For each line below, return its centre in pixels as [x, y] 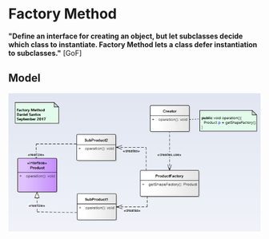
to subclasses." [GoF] [45, 53]
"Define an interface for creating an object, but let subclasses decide [126, 36]
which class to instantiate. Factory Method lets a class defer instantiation [133, 44]
